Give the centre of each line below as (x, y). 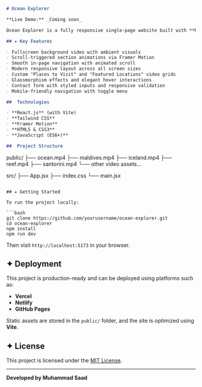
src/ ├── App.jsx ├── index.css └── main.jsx (64, 175)
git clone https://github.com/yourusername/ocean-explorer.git (87, 218)
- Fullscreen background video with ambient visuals (74, 52)
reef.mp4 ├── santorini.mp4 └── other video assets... (74, 164)
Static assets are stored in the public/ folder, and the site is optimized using (100, 321)
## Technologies (28, 102)
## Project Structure (35, 146)
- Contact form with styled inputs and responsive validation (86, 85)
